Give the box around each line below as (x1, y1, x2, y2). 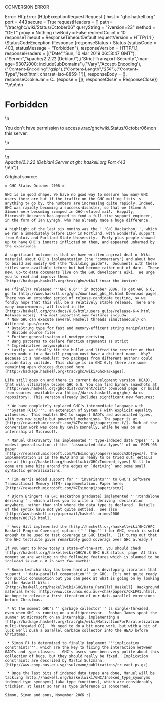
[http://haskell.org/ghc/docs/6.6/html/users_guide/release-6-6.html (5, 308, 151, 314)
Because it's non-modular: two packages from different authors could (5, 356, 153, 361)
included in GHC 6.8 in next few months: (5, 559, 91, 563)
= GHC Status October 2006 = (5, 183, 65, 188)
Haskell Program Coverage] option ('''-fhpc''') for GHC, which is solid (5, 528, 160, 533)
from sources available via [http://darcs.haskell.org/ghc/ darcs (5, 390, 144, 395)
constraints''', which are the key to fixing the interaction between (5, 645, 153, 650)
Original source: (5, 174, 38, 179)
